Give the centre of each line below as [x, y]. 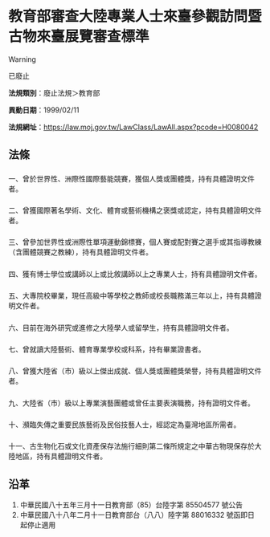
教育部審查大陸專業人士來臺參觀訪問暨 [135, 16]
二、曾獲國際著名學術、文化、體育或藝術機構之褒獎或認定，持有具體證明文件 [135, 210]
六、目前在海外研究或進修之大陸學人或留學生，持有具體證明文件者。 [121, 327]
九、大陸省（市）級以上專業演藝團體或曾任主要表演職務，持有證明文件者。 [131, 403]
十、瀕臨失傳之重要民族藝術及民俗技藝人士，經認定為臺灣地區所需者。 [125, 425]
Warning [22, 59]
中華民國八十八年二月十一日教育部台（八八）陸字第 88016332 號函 [130, 515]
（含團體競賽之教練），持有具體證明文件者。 [80, 252]
